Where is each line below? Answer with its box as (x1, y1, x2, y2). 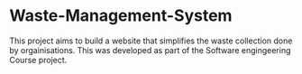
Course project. (9, 54, 68, 65)
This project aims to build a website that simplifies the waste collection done (9, 35, 293, 46)
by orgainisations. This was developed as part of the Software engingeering (9, 44, 291, 55)
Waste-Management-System (9, 5, 233, 26)
